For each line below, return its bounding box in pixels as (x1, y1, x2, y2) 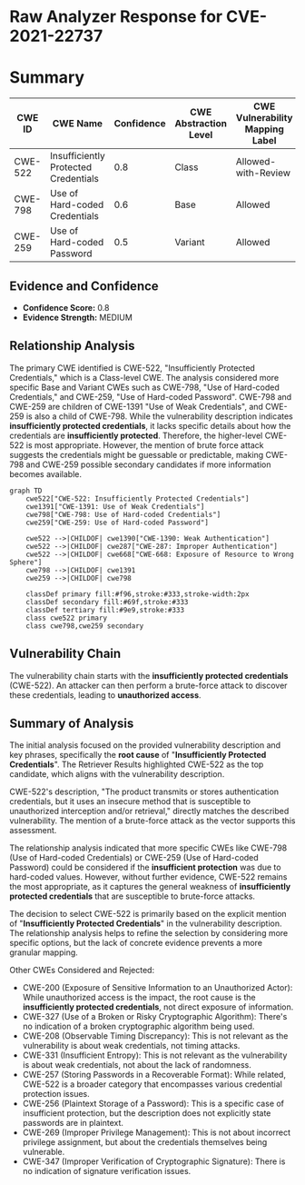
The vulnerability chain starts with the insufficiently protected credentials (9, 670, 289, 681)
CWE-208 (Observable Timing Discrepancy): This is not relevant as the (22, 1031, 289, 1041)
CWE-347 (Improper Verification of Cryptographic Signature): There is (22, 1156, 286, 1167)
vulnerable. (22, 1147, 65, 1158)
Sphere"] (9, 557, 43, 567)
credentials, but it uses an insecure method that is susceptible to (9, 796, 251, 807)
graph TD (9, 486, 43, 495)
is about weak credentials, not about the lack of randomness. (22, 1060, 251, 1070)
